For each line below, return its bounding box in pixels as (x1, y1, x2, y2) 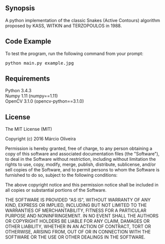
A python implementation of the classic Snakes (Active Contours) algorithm (5, 17, 160, 23)
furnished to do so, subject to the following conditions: (5, 172, 117, 178)
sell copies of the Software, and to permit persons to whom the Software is (5, 167, 160, 173)
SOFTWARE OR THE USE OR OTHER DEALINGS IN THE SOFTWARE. (5, 234, 145, 240)
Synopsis (5, 4, 35, 13)
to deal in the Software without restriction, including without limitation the (5, 156, 156, 162)
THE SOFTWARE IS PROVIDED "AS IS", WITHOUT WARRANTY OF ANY (5, 197, 151, 203)
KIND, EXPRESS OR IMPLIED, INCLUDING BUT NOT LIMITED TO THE (5, 202, 147, 208)
